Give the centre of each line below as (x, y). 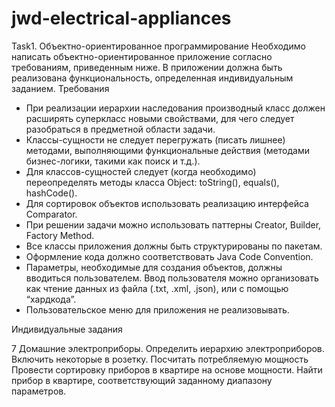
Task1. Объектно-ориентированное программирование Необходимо (158, 46)
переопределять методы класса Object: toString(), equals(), (152, 182)
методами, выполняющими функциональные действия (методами (167, 150)
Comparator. (51, 214)
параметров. (39, 391)
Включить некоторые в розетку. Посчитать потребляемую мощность (160, 359)
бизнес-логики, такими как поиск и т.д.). (113, 161)
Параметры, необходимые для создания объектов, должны (154, 267)
